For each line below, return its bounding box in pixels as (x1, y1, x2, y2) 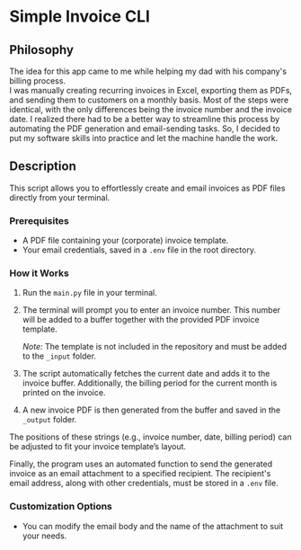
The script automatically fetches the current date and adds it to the (22, 368, 270, 379)
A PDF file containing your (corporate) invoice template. (22, 235, 229, 246)
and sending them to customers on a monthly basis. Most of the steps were (9, 94, 289, 105)
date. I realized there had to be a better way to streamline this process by (9, 114, 280, 124)
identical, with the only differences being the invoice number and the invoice (9, 104, 292, 114)
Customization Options (9, 501, 112, 513)
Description (9, 159, 76, 174)
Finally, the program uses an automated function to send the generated (9, 458, 273, 469)
